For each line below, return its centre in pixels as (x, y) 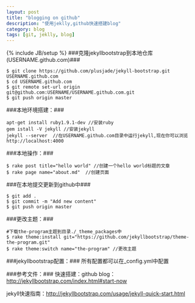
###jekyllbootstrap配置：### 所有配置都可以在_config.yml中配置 (88, 261)
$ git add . (21, 196)
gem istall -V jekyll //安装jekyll (51, 129)
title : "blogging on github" (43, 18)
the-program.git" (28, 242)
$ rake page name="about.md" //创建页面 (58, 173)
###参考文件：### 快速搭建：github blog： (61, 274)
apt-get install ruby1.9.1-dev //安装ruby (60, 123)
